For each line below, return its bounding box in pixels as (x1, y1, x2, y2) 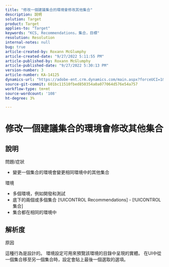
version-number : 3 (5, 68, 44, 73)
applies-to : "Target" (5, 26, 51, 31)
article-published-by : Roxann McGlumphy (5, 58, 91, 63)
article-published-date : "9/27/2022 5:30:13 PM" (5, 63, 109, 68)
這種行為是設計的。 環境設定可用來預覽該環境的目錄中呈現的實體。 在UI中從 (5, 250, 162, 256)
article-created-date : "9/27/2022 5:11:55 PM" (5, 53, 104, 59)
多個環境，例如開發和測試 (12, 190, 66, 196)
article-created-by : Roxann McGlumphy (5, 49, 86, 54)
